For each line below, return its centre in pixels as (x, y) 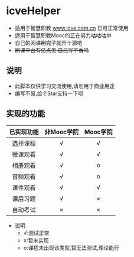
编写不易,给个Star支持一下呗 (49, 93)
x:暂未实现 (36, 240)
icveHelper (33, 11)
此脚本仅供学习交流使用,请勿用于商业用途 (65, 86)
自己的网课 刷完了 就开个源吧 (48, 43)
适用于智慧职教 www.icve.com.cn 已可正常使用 (71, 28)
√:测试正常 (36, 233)
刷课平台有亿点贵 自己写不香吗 (52, 50)
